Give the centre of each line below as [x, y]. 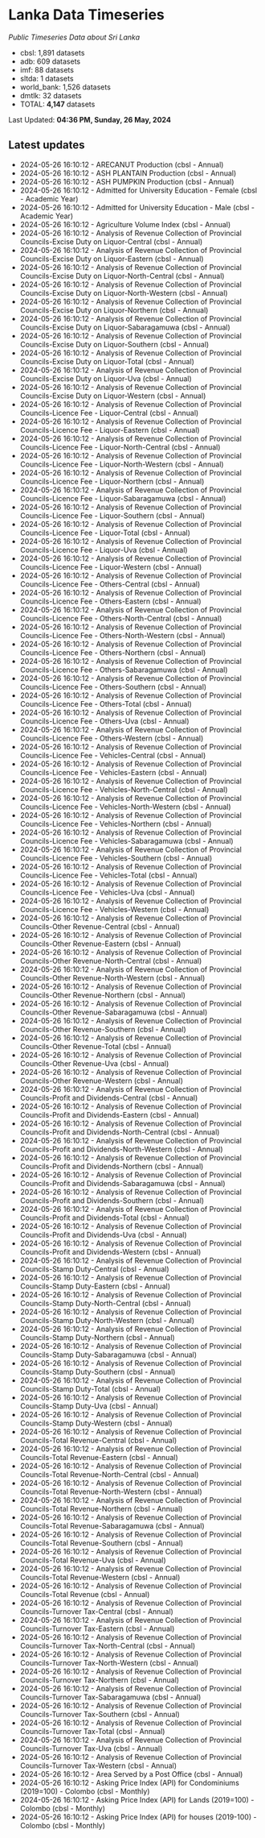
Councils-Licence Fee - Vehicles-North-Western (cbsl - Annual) [125, 807]
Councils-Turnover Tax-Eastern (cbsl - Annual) [97, 1628]
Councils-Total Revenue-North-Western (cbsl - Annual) [111, 1492]
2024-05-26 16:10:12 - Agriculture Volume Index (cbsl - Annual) [125, 224]
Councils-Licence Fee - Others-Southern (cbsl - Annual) [113, 687]
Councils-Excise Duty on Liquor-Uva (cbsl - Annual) [106, 378]
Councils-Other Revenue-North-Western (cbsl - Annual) [112, 977]
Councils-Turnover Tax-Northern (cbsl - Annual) [99, 1680]
